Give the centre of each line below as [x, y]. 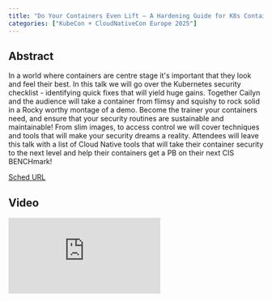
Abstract [31, 56]
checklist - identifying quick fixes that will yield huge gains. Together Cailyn [134, 93]
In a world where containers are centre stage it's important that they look [130, 76]
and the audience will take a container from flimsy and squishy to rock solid [134, 101]
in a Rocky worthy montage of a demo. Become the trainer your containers [133, 110]
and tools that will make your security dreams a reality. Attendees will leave [134, 136]
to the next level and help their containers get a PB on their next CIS [121, 153]
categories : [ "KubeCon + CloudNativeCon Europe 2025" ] [103, 23]
